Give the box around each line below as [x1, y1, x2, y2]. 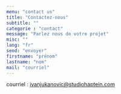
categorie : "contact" [6, 25, 63, 32]
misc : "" [6, 37, 28, 43]
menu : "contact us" [6, 8, 55, 15]
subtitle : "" [6, 20, 39, 26]
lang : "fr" [6, 43, 34, 48]
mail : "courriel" [6, 64, 50, 71]
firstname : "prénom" [6, 53, 58, 59]
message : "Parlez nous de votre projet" [6, 31, 110, 37]
